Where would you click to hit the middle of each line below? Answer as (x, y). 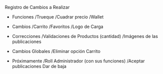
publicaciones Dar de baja (39, 66)
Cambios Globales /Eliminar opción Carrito (56, 51)
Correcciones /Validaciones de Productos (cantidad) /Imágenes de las (85, 36)
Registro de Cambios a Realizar (37, 7)
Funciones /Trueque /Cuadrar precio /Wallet (58, 17)
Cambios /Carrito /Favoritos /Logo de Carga (58, 26)
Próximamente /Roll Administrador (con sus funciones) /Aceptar (78, 61)
